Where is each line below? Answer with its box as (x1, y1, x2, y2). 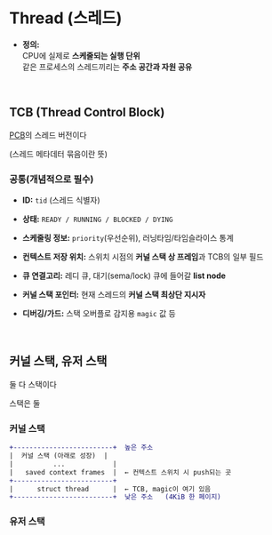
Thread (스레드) (9, 8, 123, 28)
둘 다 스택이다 (9, 379, 58, 389)
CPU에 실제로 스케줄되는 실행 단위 (21, 50, 140, 60)
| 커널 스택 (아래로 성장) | (9, 451, 108, 460)
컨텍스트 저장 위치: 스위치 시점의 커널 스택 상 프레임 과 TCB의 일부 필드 (21, 252, 264, 262)
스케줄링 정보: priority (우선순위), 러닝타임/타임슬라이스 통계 (21, 233, 234, 244)
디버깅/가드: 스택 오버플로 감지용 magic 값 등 (21, 308, 176, 319)
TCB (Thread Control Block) (9, 105, 165, 120)
